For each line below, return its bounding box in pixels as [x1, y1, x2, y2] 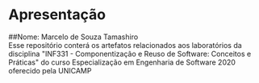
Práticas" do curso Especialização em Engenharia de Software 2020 [8, 57, 236, 67]
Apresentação [8, 6, 107, 24]
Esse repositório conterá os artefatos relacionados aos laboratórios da [8, 40, 242, 49]
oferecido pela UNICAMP [8, 65, 92, 75]
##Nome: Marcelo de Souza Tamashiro [8, 32, 139, 41]
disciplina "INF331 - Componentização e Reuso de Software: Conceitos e [8, 49, 252, 58]
